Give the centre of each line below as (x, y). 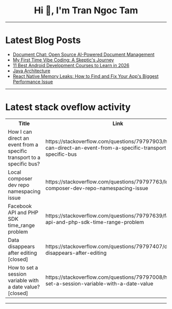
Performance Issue (33, 81)
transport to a (24, 157)
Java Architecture (31, 71)
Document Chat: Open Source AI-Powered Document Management (83, 54)
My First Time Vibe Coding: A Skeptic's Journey (63, 60)
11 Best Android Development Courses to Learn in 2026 (71, 65)
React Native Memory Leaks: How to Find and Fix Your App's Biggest (85, 76)
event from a (23, 145)
